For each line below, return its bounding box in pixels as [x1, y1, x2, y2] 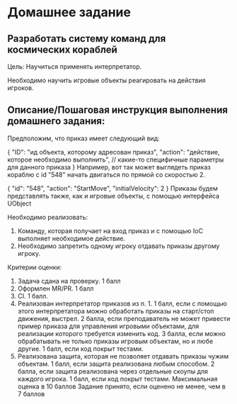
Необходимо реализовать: [7, 213, 88, 221]
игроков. [7, 84, 34, 92]
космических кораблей [7, 43, 118, 55]
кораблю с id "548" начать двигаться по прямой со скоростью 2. [7, 170, 206, 179]
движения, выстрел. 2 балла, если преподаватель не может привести [17, 314, 231, 322]
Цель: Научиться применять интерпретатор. [7, 62, 142, 71]
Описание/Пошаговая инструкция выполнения [7, 104, 229, 116]
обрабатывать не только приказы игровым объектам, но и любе [17, 337, 214, 345]
